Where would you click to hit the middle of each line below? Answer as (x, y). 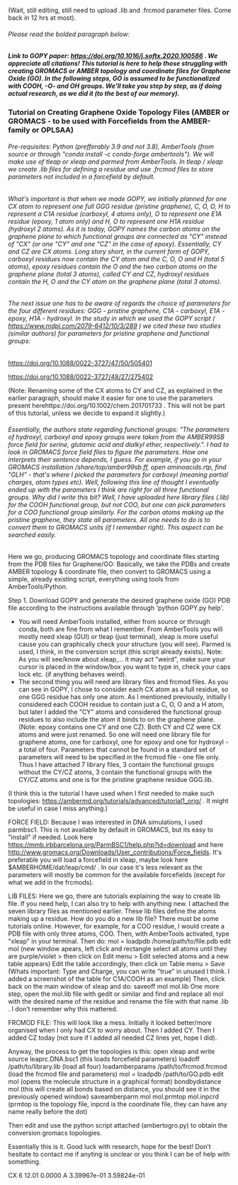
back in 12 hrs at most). (42, 18)
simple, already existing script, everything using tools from (93, 579)
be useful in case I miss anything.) (58, 809)
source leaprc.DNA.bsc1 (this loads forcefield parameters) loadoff (104, 1059)
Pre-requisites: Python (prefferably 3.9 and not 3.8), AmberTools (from (111, 147)
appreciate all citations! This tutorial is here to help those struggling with (118, 64)
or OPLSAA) (52, 130)
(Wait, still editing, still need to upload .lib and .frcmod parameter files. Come (120, 10)
